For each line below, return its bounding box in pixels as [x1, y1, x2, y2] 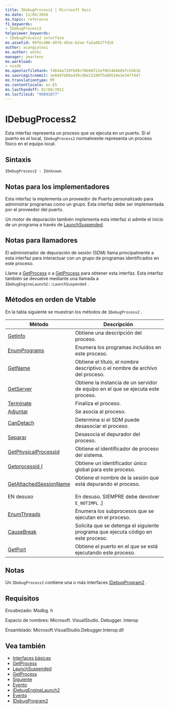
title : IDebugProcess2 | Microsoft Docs [5, 7, 92, 13]
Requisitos [5, 594, 39, 603]
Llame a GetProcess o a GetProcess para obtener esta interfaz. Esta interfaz [5, 270, 163, 276]
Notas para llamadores [5, 236, 78, 245]
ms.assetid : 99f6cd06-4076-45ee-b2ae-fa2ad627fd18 [5, 40, 114, 45]
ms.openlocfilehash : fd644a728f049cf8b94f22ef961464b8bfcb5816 [5, 69, 141, 74]
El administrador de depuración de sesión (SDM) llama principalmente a [5, 249, 154, 255]
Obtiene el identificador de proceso [75, 445, 159, 452]
